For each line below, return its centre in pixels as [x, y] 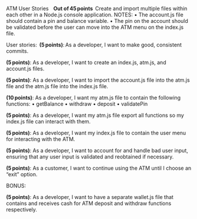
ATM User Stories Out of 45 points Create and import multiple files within [97, 9]
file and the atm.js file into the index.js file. [57, 86]
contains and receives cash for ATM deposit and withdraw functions [89, 203]
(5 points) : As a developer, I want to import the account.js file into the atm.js [98, 80]
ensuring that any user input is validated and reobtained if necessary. [90, 157]
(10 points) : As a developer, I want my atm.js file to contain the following [94, 97]
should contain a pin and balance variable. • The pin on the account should [97, 21]
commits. [17, 51]
